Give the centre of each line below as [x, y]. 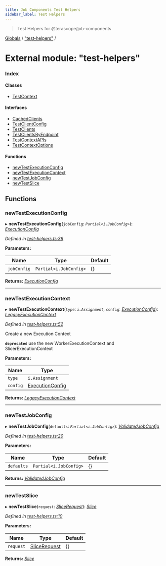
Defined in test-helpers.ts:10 [34, 516]
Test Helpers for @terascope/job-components [64, 28]
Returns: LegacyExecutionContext [40, 398]
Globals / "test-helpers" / [31, 38]
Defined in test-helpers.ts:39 [34, 238]
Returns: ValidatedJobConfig [35, 478]
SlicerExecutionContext [29, 349]
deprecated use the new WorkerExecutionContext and [60, 343]
